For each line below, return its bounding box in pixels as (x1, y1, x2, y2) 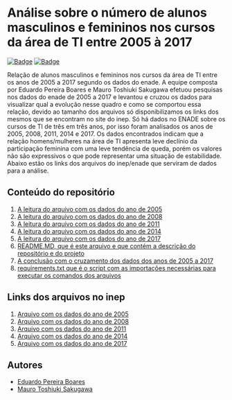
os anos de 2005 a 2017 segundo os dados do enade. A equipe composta (7, 78, 218, 86)
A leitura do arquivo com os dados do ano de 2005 (17, 205, 163, 213)
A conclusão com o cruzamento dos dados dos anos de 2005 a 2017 (17, 256, 213, 265)
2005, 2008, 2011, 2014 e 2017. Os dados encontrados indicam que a (7, 130, 204, 138)
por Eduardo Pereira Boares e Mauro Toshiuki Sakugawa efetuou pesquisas (7, 85, 223, 94)
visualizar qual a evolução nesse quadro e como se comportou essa (7, 100, 202, 108)
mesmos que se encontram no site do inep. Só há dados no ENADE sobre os (7, 114, 226, 123)
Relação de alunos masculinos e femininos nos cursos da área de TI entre (7, 71, 218, 79)
